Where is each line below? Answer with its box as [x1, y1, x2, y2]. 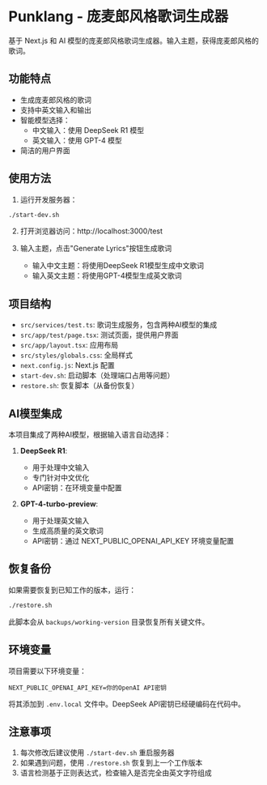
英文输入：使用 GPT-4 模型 [32, 135, 123, 145]
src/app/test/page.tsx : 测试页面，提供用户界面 [19, 330, 180, 340]
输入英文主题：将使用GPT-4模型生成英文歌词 [32, 271, 182, 280]
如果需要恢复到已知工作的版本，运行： [8, 585, 136, 595]
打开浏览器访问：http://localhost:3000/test [19, 226, 163, 236]
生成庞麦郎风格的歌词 [19, 95, 91, 105]
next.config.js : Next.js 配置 [19, 361, 115, 370]
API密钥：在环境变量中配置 [32, 483, 122, 493]
